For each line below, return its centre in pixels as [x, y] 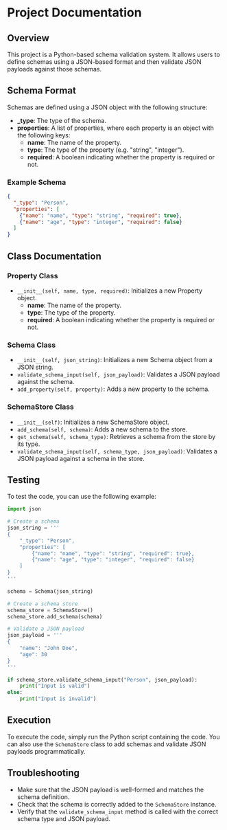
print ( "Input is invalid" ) [58, 699]
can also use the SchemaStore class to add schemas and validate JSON [107, 744]
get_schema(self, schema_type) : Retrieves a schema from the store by [116, 436]
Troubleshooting [44, 773]
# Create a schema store [43, 604]
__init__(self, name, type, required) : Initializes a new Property [110, 291]
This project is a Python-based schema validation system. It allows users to [114, 54]
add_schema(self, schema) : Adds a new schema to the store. [102, 429]
